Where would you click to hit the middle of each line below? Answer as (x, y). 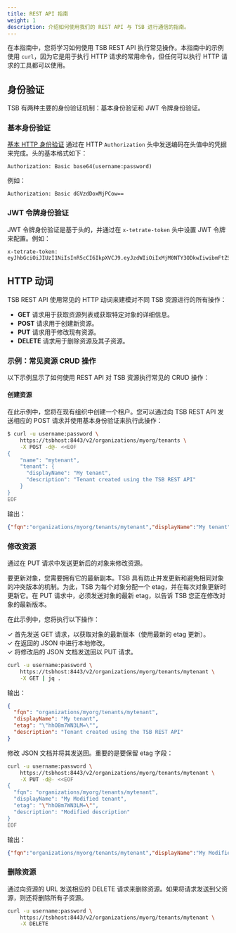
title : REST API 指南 (38, 14)
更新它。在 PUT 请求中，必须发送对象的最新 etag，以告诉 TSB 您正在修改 (113, 595)
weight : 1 (22, 20)
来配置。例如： (29, 238)
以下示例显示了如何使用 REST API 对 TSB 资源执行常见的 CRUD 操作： (109, 377)
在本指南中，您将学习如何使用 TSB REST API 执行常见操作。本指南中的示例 (116, 48)
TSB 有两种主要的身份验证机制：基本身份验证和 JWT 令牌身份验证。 (106, 108)
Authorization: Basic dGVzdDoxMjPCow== (66, 194)
